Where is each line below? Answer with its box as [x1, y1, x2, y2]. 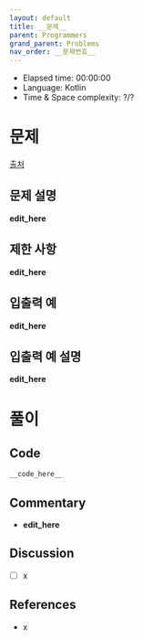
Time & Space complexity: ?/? [22, 92, 135, 103]
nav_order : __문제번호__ [9, 48, 97, 57]
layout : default [9, 13, 71, 23]
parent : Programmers [9, 30, 88, 39]
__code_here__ [9, 470, 64, 479]
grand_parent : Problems [9, 38, 100, 48]
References [9, 597, 77, 613]
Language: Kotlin [22, 82, 87, 93]
